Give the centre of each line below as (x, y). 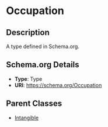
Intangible (27, 118)
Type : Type (28, 79)
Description (28, 32)
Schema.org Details (43, 65)
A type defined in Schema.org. (43, 46)
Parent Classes (34, 104)
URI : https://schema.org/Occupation (58, 85)
